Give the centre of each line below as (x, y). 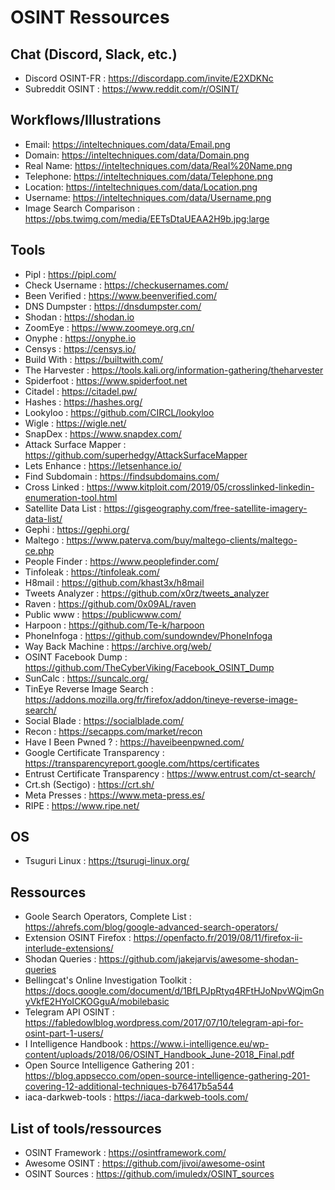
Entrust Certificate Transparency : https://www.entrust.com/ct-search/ (170, 773)
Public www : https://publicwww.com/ (103, 614)
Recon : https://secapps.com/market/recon (113, 731)
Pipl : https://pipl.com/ (70, 274)
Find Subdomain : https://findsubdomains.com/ (122, 476)
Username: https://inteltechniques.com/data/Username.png (148, 197)
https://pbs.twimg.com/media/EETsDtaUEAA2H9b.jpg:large (147, 218)
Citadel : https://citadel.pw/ (81, 391)
